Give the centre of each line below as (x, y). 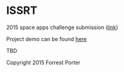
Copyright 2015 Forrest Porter (43, 62)
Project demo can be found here (47, 39)
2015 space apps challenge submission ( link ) (62, 27)
